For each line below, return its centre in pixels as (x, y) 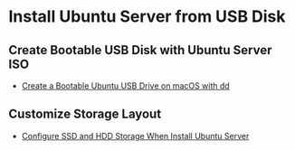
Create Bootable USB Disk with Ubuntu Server (140, 50)
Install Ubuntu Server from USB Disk (147, 17)
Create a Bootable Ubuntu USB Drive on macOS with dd (125, 86)
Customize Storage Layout (85, 114)
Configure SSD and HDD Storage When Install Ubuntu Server (135, 136)
